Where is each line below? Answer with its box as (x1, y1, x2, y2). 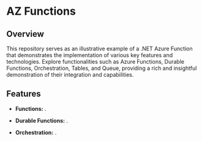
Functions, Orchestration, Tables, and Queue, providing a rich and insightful (6, 64, 197, 72)
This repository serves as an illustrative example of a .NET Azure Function (6, 45, 193, 52)
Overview (6, 29, 45, 39)
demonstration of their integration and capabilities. (6, 71, 134, 78)
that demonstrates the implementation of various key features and (6, 51, 173, 59)
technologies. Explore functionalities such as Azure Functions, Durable (6, 58, 185, 65)
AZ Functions (6, 4, 77, 18)
